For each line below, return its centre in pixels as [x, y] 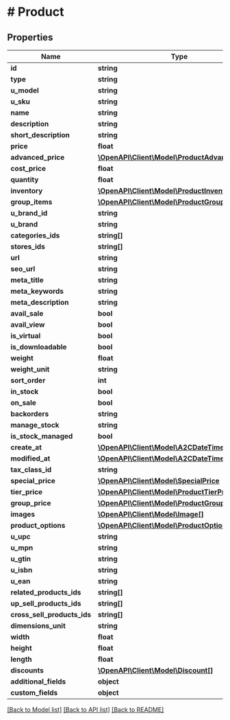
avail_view [28, 325]
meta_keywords [37, 291]
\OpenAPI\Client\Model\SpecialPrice [159, 481]
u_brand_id [29, 213]
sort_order [28, 380]
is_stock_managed [42, 436]
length [21, 659]
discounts [27, 670]
